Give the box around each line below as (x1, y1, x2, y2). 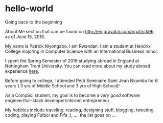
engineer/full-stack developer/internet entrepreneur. (5, 97, 111, 103)
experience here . (5, 68, 40, 74)
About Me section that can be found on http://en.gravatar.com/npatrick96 (5, 28, 154, 34)
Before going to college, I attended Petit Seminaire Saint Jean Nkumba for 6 (5, 78, 158, 83)
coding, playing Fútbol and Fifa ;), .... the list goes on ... (5, 112, 116, 118)
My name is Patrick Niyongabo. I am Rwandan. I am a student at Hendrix (5, 43, 151, 49)
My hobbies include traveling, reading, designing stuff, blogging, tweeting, (5, 107, 155, 113)
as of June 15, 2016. (5, 34, 46, 40)
